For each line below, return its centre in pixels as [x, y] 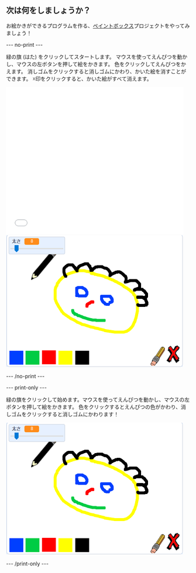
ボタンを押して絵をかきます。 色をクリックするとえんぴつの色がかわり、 [94, 407]
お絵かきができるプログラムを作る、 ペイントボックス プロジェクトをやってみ [98, 26]
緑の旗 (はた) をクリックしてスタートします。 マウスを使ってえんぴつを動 [94, 57]
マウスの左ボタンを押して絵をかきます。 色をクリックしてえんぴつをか [101, 64]
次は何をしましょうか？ [48, 11]
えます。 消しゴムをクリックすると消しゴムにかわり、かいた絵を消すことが [96, 71]
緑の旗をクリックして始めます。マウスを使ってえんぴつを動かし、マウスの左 [98, 399]
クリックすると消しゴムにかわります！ [72, 414]
